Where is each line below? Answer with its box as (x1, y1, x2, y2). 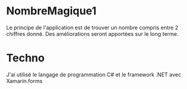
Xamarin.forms (6, 77, 43, 84)
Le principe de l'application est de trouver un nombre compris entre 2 (6, 24, 179, 31)
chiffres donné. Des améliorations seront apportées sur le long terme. (6, 30, 179, 37)
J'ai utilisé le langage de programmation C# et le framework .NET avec (6, 70, 182, 78)
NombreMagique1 (6, 4, 97, 18)
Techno (6, 51, 45, 65)
